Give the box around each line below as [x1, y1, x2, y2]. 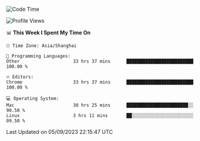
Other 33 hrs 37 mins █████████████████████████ [6, 58, 194, 64]
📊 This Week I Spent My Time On [6, 29, 91, 36]
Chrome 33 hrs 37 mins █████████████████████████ [6, 79, 194, 85]
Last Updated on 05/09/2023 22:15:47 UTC [6, 129, 113, 135]
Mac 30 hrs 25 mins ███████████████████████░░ [6, 102, 194, 108]
